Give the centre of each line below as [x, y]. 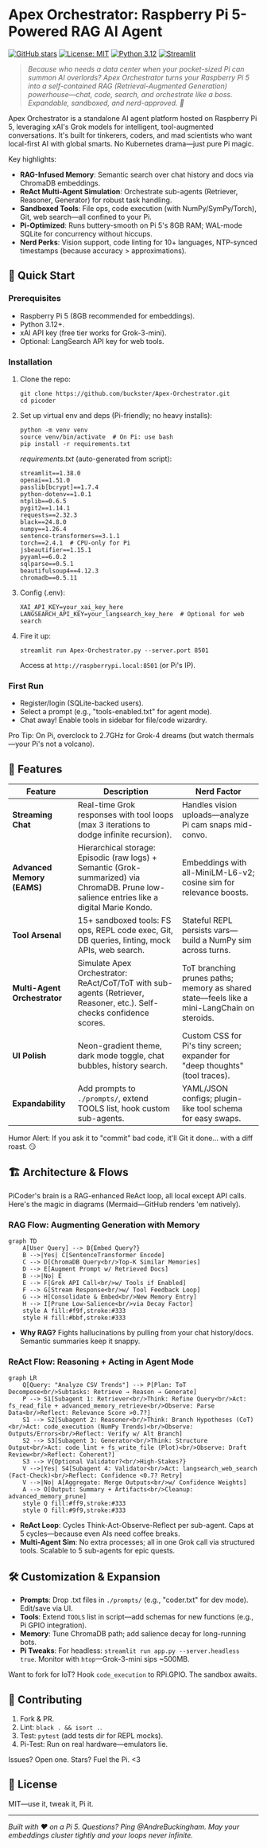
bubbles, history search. [123, 1066]
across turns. [206, 951]
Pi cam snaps [207, 825]
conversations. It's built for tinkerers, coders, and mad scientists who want [130, 135]
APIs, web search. [111, 951]
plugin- [228, 1099]
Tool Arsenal [37, 936]
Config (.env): [43, 592]
